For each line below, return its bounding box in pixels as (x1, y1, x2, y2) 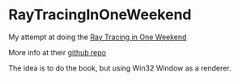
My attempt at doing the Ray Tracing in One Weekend (8, 32, 187, 42)
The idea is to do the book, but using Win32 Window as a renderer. (8, 63, 232, 73)
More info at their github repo (8, 47, 107, 57)
